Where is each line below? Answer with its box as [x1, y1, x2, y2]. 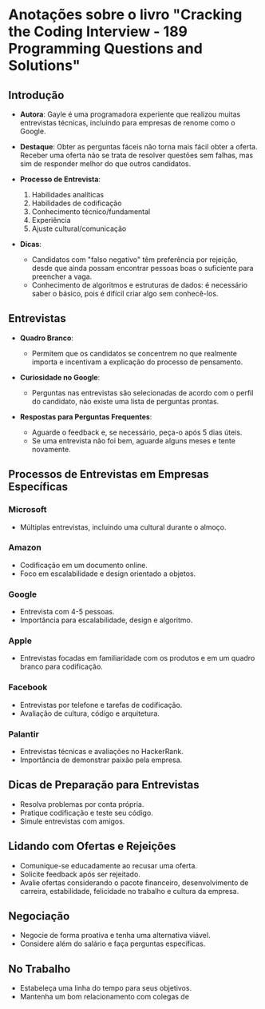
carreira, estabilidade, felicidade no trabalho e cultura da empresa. [19, 886, 239, 896]
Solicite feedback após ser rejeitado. [19, 869, 141, 879]
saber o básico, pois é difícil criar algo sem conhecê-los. [31, 289, 219, 298]
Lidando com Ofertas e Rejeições [8, 840, 176, 853]
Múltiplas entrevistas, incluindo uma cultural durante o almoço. [19, 522, 227, 532]
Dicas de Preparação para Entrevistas [8, 778, 200, 792]
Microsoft [8, 504, 47, 515]
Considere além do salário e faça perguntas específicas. [19, 939, 206, 948]
